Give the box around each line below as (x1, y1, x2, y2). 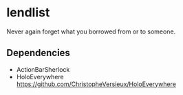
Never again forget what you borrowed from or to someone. (6, 27, 176, 36)
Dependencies (6, 47, 70, 59)
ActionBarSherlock (16, 65, 70, 73)
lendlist (6, 5, 50, 21)
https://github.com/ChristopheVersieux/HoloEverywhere (16, 80, 177, 88)
